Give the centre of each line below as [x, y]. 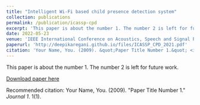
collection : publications [38, 17]
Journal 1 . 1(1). [24, 96]
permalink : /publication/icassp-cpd [51, 23]
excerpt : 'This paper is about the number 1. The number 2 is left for [97, 28]
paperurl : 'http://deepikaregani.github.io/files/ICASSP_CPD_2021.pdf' [97, 45]
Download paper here [33, 78]
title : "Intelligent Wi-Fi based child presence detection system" [92, 12]
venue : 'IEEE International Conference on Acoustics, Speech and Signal [98, 39]
